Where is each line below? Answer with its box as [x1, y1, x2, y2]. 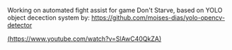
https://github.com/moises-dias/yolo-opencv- [91, 13, 225, 22]
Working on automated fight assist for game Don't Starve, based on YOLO [7, 6, 223, 14]
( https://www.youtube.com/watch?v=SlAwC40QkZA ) [7, 35, 161, 43]
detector [7, 21, 33, 29]
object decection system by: [7, 13, 91, 22]
